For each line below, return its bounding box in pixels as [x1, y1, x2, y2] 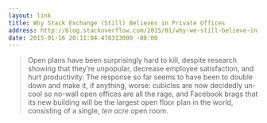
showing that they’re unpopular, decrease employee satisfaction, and [27, 64, 254, 74]
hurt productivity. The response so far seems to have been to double [27, 72, 253, 82]
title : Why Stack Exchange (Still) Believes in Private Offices [8, 19, 226, 27]
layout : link [8, 11, 52, 20]
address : [8, 26, 37, 34]
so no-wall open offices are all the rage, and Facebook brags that [43, 89, 258, 99]
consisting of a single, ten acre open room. [27, 106, 168, 116]
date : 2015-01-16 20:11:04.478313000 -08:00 [8, 33, 158, 42]
